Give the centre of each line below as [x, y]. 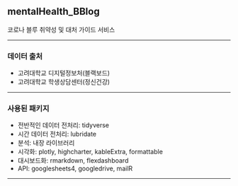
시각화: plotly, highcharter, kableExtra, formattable [90, 152]
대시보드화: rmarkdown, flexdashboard [73, 161]
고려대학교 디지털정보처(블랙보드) [64, 73]
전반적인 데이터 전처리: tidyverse [63, 125]
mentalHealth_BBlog [54, 12]
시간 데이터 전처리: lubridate [57, 134]
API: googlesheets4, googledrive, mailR [75, 168]
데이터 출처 [25, 56]
